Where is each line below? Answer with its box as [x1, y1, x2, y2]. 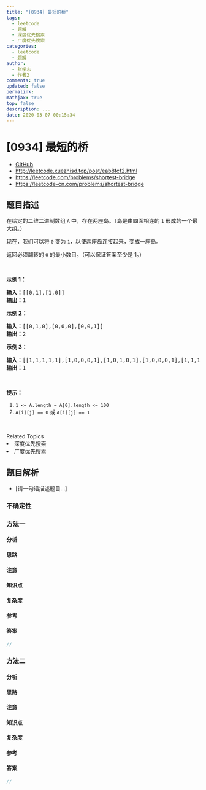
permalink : [6, 89, 34, 95]
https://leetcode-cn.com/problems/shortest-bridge [15, 180, 144, 188]
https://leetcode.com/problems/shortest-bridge [15, 174, 136, 181]
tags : [6, 15, 20, 21]
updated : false [6, 83, 45, 90]
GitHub [15, 161, 34, 168]
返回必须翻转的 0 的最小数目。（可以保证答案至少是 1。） [6, 251, 145, 258]
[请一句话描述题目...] [15, 484, 67, 492]
